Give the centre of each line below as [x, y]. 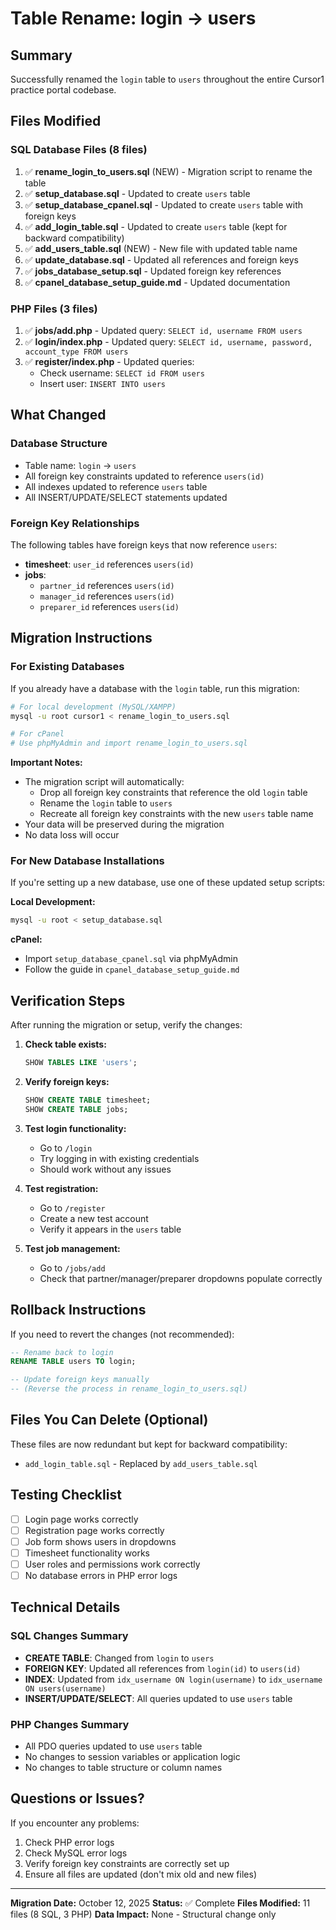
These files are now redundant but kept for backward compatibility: [149, 1444]
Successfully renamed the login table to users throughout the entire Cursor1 [167, 79]
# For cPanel [37, 734]
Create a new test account [94, 1218]
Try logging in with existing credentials [119, 1158]
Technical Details [65, 1607]
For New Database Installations [87, 861]
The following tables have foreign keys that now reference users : [144, 544]
